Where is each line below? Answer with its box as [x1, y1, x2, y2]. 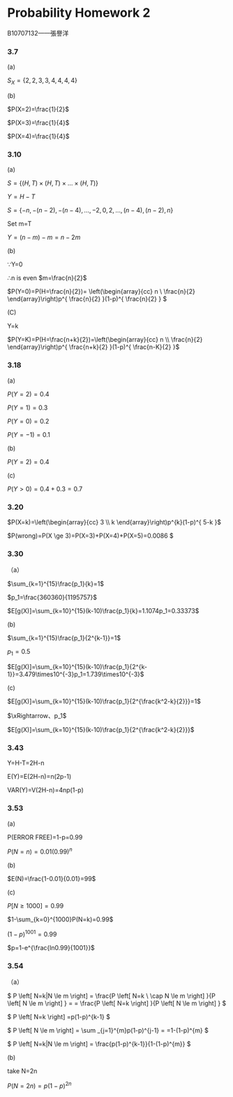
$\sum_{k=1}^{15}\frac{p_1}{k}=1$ [7, 580, 105, 588]
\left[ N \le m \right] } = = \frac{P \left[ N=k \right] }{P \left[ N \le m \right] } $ [7, 999, 227, 1008]
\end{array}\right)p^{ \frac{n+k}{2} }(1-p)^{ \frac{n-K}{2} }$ [7, 343, 180, 351]
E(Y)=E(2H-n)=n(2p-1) [7, 773, 72, 781]
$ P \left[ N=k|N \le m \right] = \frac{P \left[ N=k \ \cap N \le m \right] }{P [7, 991, 216, 1001]
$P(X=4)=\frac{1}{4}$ [7, 132, 70, 141]
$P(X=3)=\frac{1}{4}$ [7, 119, 70, 127]
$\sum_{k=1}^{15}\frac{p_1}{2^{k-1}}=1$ [7, 634, 121, 643]
